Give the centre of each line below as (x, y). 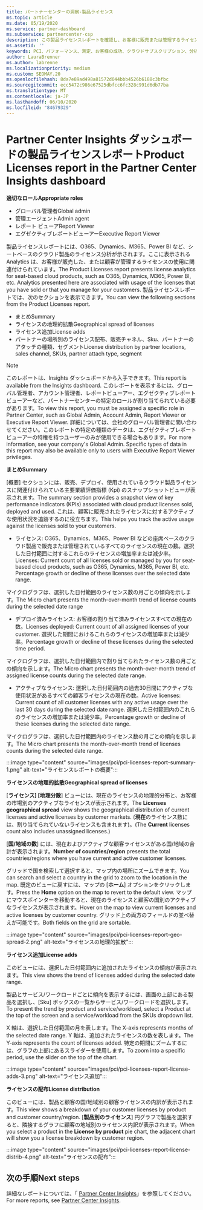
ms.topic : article (29, 18)
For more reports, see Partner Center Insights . (63, 1200)
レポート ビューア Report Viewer (55, 226)
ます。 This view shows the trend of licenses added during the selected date (101, 975)
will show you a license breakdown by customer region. (76, 1138)
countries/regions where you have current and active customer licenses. (97, 858)
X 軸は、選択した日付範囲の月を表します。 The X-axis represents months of (100, 1028)
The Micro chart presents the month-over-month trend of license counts (106, 600)
